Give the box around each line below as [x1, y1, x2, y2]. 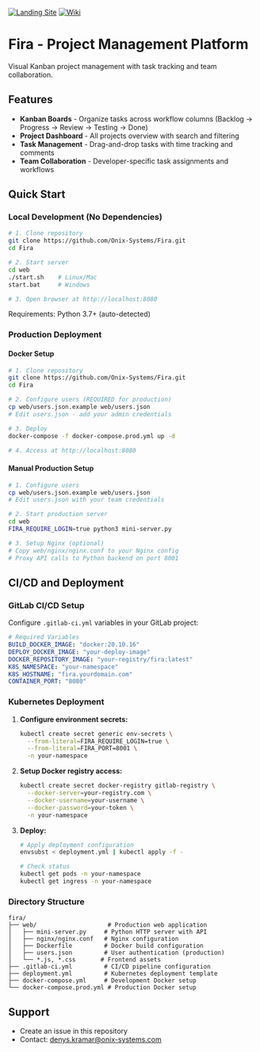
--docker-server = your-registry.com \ [27, 789, 152, 797]
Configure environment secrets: [19, 715, 128, 724]
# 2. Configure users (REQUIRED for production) [8, 395, 172, 404]
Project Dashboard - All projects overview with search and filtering [19, 131, 239, 141]
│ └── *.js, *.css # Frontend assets [8, 956, 161, 964]
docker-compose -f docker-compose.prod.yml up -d [8, 432, 176, 440]
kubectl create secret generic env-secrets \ [19, 730, 173, 738]
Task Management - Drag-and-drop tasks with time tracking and [19, 139, 234, 148]
